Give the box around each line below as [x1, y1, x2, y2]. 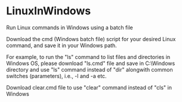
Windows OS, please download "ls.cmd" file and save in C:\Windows [6, 60, 175, 67]
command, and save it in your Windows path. [6, 42, 118, 49]
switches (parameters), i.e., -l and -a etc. [6, 72, 107, 79]
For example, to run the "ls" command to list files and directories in [6, 53, 171, 60]
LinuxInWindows [6, 4, 91, 18]
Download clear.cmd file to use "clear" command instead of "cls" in [6, 84, 172, 91]
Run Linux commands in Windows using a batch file [6, 24, 133, 31]
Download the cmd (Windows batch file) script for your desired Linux [6, 35, 176, 42]
